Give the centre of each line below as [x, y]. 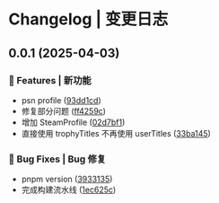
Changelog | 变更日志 [88, 19]
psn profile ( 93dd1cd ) [61, 100]
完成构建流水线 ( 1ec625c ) [69, 190]
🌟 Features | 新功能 [50, 80]
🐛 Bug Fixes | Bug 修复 [57, 159]
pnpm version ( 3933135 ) [67, 179]
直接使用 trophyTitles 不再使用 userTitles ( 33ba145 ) [116, 133]
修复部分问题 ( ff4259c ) [64, 110]
